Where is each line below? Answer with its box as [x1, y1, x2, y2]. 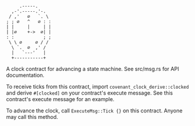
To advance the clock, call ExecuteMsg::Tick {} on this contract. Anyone [6, 107, 183, 114]
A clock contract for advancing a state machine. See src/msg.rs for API [6, 66, 179, 72]
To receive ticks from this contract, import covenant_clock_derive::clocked [6, 83, 189, 90]
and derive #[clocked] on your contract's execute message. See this [6, 89, 173, 96]
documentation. [6, 72, 45, 79]
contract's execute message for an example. [6, 96, 115, 102]
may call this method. [6, 114, 58, 120]
